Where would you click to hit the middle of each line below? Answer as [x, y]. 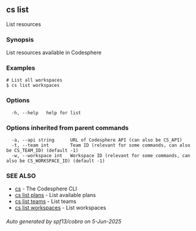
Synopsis [20, 39]
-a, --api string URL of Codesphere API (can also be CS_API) [97, 140]
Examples [21, 68]
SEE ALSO [21, 176]
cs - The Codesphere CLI [46, 189]
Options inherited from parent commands [68, 127]
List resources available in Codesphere [54, 52]
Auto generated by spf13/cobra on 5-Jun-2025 [64, 221]
